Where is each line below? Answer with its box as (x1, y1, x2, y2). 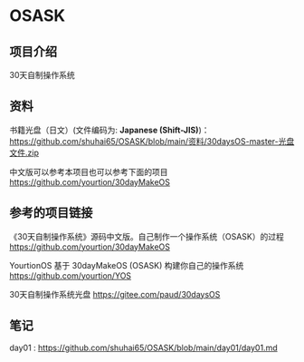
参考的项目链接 (9, 205, 93, 220)
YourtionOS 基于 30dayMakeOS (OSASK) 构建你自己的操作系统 (9, 259, 244, 270)
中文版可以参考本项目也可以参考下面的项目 (9, 166, 168, 177)
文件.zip (9, 147, 39, 158)
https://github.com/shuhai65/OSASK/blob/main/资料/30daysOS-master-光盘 (9, 135, 295, 146)
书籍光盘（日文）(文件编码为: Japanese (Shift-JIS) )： (9, 124, 210, 135)
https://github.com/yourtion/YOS (9, 269, 132, 281)
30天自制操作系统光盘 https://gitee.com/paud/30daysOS (9, 289, 221, 299)
